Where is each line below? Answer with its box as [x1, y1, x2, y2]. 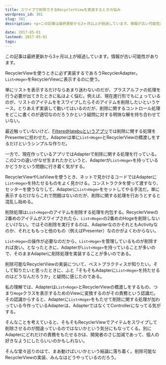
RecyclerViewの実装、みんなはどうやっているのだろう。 [5, 354, 119, 360]
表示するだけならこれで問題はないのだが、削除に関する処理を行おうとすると [5, 192, 161, 198]
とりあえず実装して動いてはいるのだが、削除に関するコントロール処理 [18, 105, 161, 111]
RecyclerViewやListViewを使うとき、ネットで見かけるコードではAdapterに [5, 174, 157, 180]
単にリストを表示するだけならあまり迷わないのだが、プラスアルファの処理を [5, 87, 161, 92]
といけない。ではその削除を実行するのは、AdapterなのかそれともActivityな [5, 221, 158, 228]
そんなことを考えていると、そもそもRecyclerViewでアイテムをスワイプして [5, 319, 158, 325]
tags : [5, 39, 16, 45]
